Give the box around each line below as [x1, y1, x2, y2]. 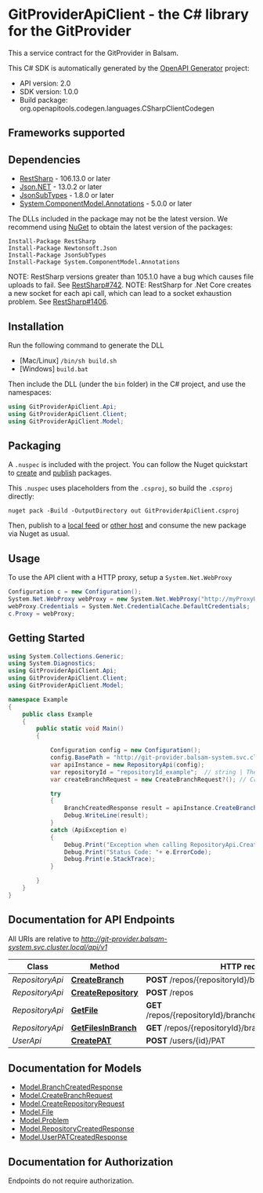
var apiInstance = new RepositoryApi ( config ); [49, 761, 205, 768]
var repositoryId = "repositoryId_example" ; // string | [49, 768, 243, 776]
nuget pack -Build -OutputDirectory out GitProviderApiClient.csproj [8, 507, 240, 515]
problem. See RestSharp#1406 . [8, 297, 109, 307]
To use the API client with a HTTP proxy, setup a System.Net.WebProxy [8, 573, 232, 582]
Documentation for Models [8, 1061, 142, 1074]
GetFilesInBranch [70, 1022, 137, 1033]
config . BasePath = [49, 753, 110, 762]
